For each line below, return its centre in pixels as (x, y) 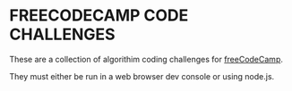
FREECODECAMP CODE (99, 16)
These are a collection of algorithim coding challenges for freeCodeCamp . (146, 59)
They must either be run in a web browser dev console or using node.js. (142, 76)
